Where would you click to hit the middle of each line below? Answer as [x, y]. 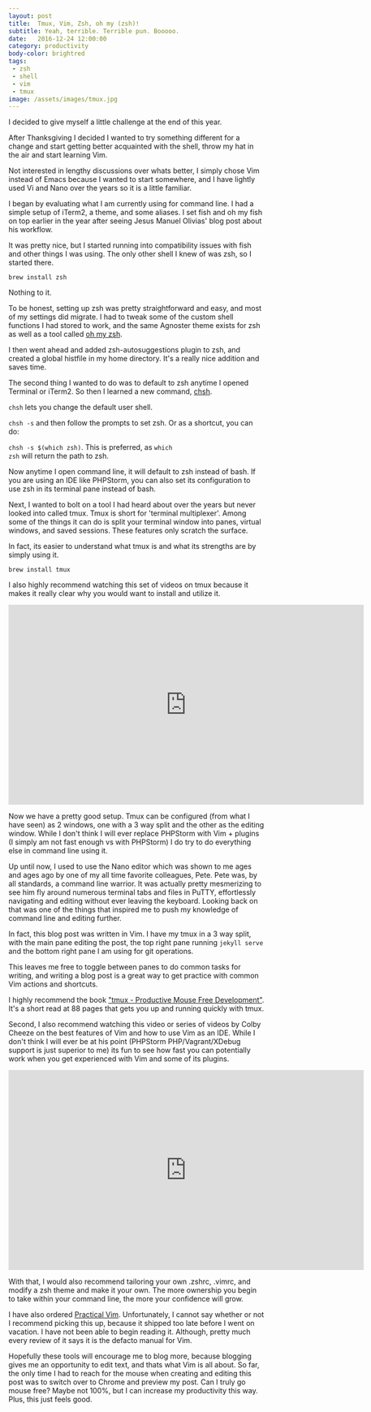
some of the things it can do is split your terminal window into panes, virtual [135, 522]
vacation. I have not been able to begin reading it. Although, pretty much [129, 1332]
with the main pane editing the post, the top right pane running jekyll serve [136, 943]
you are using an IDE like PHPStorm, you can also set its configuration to [129, 481]
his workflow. [30, 230]
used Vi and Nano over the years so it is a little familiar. [100, 188]
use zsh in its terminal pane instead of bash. [82, 489]
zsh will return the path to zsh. [59, 456]
